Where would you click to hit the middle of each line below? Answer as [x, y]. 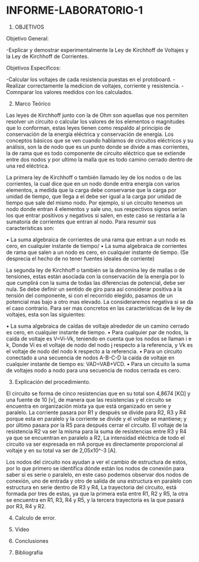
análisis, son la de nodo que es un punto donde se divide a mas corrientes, [98, 147]
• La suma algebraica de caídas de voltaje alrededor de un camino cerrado [98, 326]
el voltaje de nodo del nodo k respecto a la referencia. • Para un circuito [94, 351]
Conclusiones [31, 541]
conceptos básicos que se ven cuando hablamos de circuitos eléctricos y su [100, 140]
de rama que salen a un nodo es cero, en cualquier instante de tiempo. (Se [97, 252]
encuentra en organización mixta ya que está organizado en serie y [89, 406]
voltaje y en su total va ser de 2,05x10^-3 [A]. [61, 450]
